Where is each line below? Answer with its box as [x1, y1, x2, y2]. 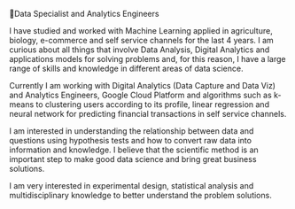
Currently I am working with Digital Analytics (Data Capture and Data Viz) [9, 81, 276, 90]
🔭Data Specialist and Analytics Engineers [9, 9, 159, 19]
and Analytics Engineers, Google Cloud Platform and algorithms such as [9, 89, 272, 100]
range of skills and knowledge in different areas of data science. [9, 63, 244, 74]
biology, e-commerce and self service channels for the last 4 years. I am [9, 35, 275, 45]
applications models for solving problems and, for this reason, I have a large [9, 54, 286, 64]
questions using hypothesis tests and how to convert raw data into [9, 135, 252, 145]
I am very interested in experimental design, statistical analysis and [9, 181, 254, 190]
